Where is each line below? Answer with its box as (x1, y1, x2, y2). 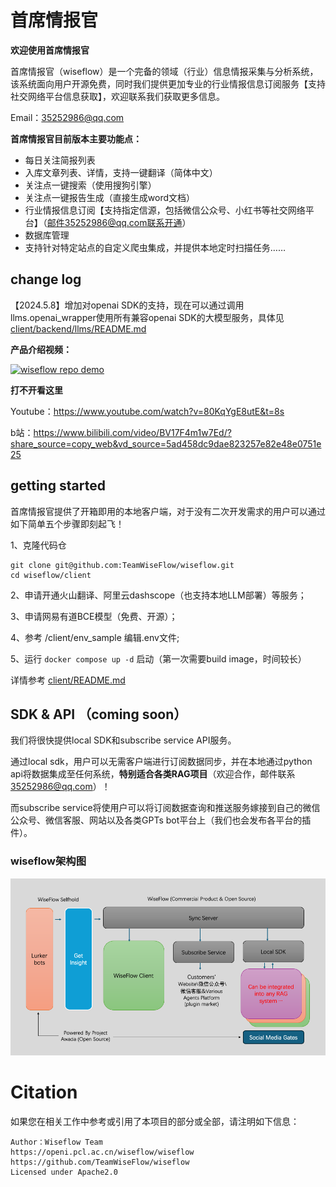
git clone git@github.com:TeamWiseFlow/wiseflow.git (10, 560, 235, 570)
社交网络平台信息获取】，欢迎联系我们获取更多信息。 (10, 90, 225, 102)
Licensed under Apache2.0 (10, 1167, 118, 1178)
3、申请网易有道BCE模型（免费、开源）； (10, 610, 178, 622)
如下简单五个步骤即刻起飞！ (10, 517, 125, 530)
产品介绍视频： (10, 343, 72, 355)
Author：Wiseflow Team (10, 1137, 103, 1148)
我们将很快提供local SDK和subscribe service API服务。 (10, 734, 237, 746)
